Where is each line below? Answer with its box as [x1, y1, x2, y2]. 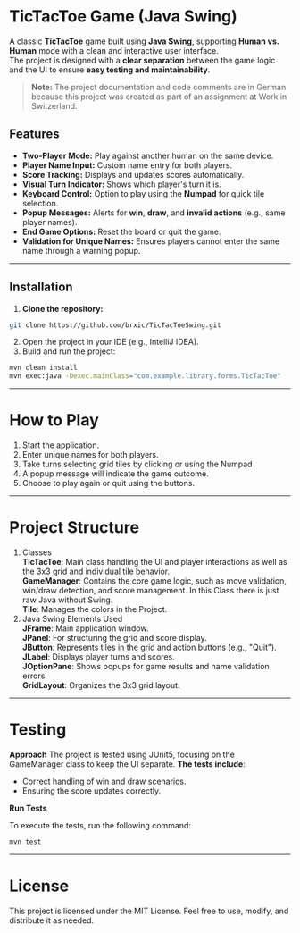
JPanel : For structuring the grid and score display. [21, 633, 207, 643]
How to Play [9, 410, 100, 431]
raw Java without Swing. [21, 594, 113, 605]
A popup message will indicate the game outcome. [21, 468, 209, 479]
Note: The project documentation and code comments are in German [30, 81, 287, 92]
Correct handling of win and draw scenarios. [21, 776, 187, 786]
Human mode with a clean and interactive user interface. [9, 45, 219, 55]
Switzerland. [30, 100, 78, 111]
